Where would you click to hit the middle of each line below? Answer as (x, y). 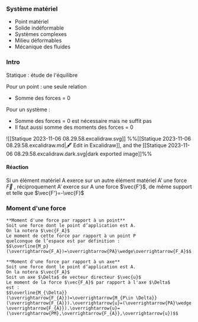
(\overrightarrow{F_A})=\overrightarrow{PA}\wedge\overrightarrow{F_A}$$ (99, 252)
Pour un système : (28, 109)
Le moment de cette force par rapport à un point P (71, 236)
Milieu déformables (38, 41)
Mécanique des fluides (43, 47)
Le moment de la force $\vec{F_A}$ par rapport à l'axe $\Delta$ (88, 282)
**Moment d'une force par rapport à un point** (66, 220)
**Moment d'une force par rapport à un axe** (63, 262)
